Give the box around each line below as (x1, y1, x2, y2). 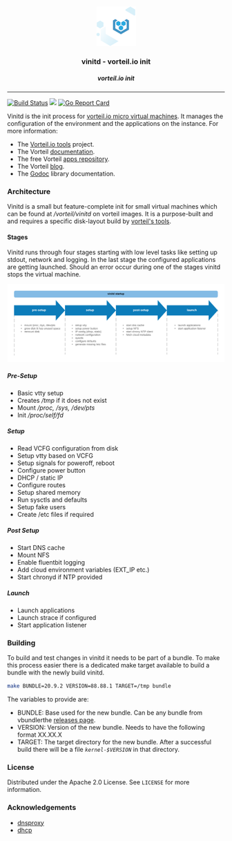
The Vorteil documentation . (17, 147, 95, 155)
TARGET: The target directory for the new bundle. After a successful (17, 738, 212, 746)
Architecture (7, 187, 51, 196)
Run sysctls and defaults (17, 495, 88, 504)
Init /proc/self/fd (17, 410, 64, 419)
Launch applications (17, 606, 75, 614)
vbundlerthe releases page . (17, 716, 96, 724)
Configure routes (17, 480, 66, 489)
